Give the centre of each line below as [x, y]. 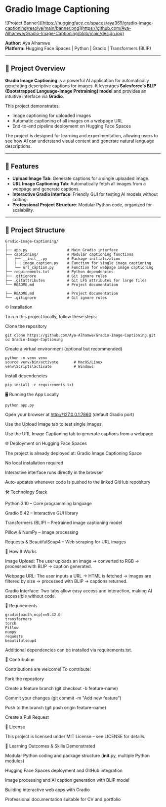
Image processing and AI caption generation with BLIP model [67, 780]
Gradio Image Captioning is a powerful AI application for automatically [77, 80]
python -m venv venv [26, 358]
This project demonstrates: [33, 106]
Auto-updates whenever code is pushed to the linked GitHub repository [78, 482]
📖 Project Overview [35, 69]
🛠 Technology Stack [26, 492]
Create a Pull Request [27, 717]
